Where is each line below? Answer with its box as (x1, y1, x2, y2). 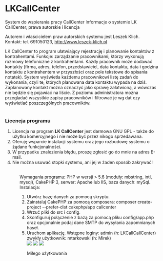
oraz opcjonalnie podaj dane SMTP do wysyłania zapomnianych (26, 220, 156, 225)
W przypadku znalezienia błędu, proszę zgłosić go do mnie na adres (12, 149, 150, 155)
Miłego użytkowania (26, 250, 67, 256)
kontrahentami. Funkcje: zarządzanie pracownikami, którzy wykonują (5, 53, 144, 59)
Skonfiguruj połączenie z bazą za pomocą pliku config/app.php (26, 215, 154, 221)
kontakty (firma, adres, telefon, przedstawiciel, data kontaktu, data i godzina (5, 64, 159, 70)
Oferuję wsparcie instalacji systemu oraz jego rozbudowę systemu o (12, 139, 150, 145)
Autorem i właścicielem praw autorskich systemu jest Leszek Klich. (5, 34, 140, 39)
